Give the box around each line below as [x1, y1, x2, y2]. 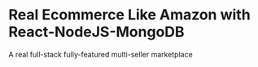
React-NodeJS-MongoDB [8, 23, 185, 41]
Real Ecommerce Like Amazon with [8, 6, 251, 24]
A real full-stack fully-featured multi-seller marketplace [8, 49, 193, 59]
